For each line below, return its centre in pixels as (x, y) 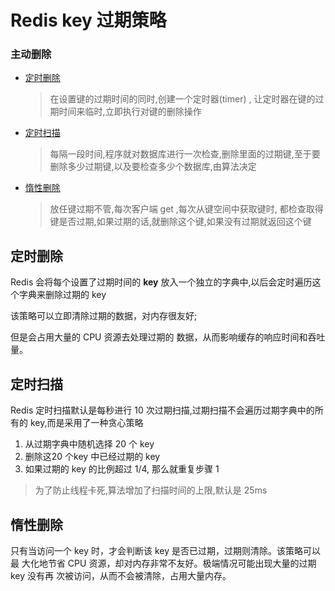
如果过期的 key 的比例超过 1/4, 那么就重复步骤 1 (122, 469)
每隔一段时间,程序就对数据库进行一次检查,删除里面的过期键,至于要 (185, 154)
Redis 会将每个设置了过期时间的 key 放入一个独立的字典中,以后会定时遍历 (161, 282)
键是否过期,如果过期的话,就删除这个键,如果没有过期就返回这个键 (180, 222)
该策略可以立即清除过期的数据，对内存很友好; (104, 316)
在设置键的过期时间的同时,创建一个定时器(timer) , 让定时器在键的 (182, 99)
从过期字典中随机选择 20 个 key (89, 444)
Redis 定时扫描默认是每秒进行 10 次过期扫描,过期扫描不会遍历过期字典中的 (162, 410)
